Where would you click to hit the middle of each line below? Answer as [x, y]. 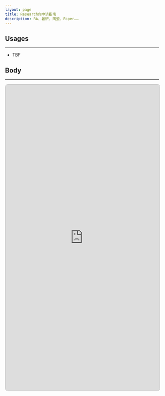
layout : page [18, 10]
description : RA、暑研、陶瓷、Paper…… [42, 19]
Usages [17, 38]
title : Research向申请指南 [31, 14]
